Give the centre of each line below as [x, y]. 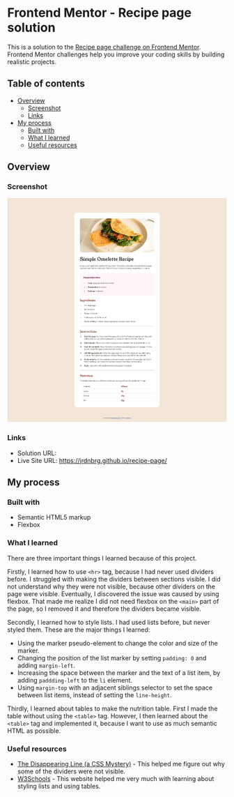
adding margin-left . [46, 665]
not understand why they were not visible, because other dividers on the [111, 586]
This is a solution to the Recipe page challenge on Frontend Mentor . [104, 47]
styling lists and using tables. [59, 787]
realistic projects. [32, 61]
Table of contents [46, 84]
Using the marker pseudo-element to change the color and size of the [117, 643]
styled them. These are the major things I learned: [79, 630]
